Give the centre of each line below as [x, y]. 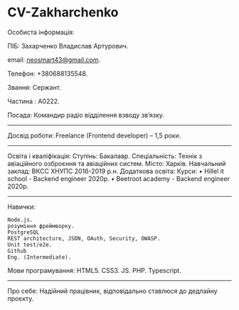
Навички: [21, 207]
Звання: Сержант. [34, 87]
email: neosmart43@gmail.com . [54, 60]
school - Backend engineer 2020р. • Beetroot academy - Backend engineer [118, 178]
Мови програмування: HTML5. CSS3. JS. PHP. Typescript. [94, 270]
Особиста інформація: [41, 32]
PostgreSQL [23, 232]
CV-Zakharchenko [63, 12]
